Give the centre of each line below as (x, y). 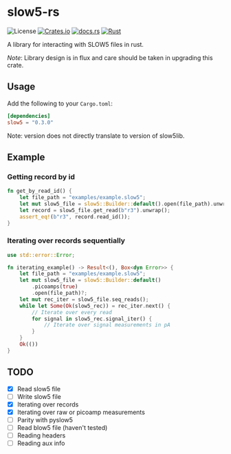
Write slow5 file (39, 396)
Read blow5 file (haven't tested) (62, 427)
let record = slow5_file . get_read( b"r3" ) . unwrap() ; (95, 210)
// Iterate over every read (72, 312)
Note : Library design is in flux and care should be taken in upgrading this (110, 58)
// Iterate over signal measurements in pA (107, 325)
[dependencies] (29, 116)
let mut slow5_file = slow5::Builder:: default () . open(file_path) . (117, 204)
